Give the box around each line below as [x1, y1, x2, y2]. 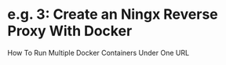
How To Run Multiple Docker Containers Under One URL [7, 48, 190, 57]
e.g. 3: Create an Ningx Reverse [7, 5, 219, 23]
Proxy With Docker [7, 22, 133, 40]
